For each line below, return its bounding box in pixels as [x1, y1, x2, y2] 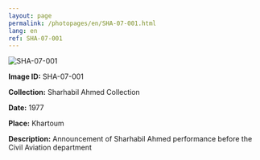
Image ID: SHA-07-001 [8, 72, 85, 81]
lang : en [8, 27, 38, 35]
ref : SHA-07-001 [8, 34, 63, 43]
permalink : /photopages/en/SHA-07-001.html [8, 19, 157, 27]
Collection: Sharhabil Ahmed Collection [8, 88, 141, 97]
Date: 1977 [8, 103, 44, 113]
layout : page [8, 11, 52, 20]
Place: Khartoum [8, 118, 64, 129]
